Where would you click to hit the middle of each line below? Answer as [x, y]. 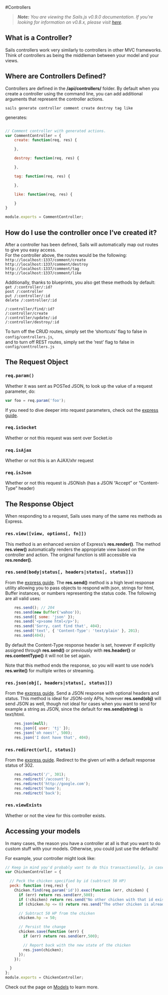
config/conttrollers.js [30, 347]
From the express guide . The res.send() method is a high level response [80, 582]
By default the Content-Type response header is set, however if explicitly [80, 645]
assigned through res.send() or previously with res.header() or [70, 650]
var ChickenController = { [33, 872]
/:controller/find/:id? [30, 309]
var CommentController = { [33, 135]
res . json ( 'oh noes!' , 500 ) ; [43, 733]
